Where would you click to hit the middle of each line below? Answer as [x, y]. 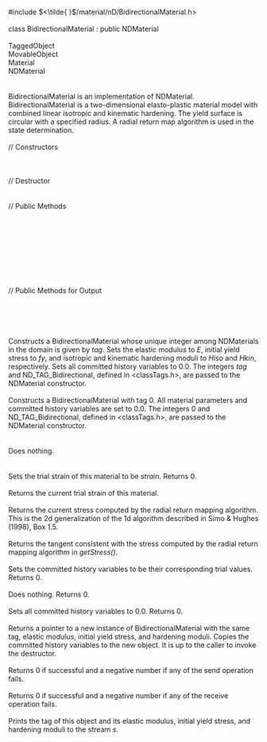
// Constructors [33, 147]
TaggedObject [32, 46]
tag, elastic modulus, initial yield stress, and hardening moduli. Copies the [129, 636]
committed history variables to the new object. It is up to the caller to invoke [132, 645]
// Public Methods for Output [55, 290]
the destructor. [33, 653]
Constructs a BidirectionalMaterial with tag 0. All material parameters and [128, 400]
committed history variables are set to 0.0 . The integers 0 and [109, 409]
